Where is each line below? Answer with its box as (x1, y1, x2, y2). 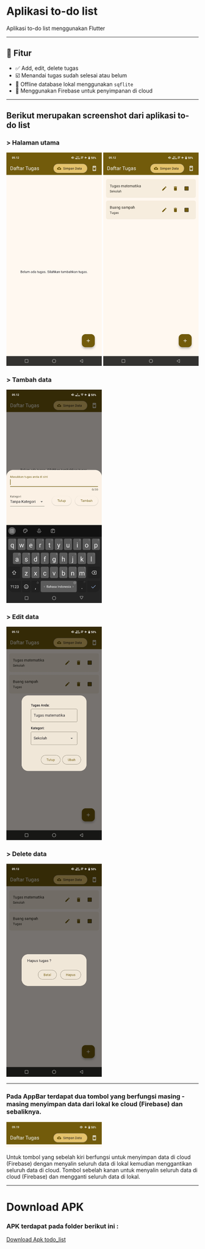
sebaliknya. (6, 1107, 41, 1116)
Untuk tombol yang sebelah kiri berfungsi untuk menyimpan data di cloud (6, 1153, 191, 1161)
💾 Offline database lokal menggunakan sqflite (15, 80, 134, 88)
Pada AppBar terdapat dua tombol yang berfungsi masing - (6, 1092, 185, 1101)
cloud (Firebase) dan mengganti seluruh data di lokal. (6, 1172, 140, 1180)
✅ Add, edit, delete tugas (15, 64, 79, 72)
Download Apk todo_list (6, 1236, 66, 1243)
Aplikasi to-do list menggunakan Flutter (6, 25, 106, 32)
